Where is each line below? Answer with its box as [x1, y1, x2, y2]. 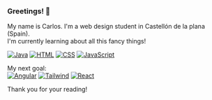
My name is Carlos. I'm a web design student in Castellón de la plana [7, 22, 206, 31]
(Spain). [7, 29, 30, 38]
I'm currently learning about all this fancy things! [7, 37, 146, 45]
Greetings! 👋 [7, 6, 51, 16]
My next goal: [7, 64, 47, 73]
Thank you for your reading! [7, 85, 88, 94]
